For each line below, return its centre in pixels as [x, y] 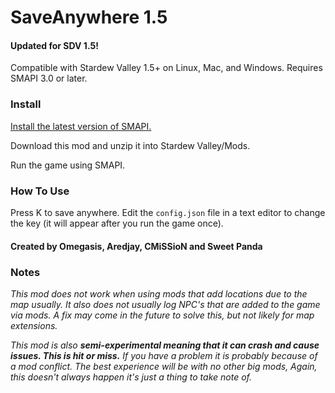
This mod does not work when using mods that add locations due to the [159, 293]
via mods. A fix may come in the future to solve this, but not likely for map [162, 315]
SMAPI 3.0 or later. [49, 78]
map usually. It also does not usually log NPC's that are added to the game [165, 304]
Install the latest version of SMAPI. [81, 126]
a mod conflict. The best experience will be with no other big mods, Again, [164, 366]
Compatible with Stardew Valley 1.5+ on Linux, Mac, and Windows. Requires [166, 68]
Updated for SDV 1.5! [54, 45]
